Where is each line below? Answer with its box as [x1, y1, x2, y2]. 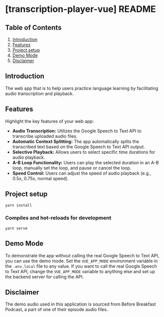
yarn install [5, 203, 32, 208]
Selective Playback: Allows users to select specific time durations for [12, 149, 156, 155]
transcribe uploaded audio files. [12, 133, 78, 139]
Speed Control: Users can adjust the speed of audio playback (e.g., [12, 170, 152, 176]
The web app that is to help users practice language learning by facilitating [5, 85, 159, 91]
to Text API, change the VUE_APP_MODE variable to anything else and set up [5, 268, 156, 274]
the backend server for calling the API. [5, 274, 84, 280]
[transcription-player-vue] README [5, 3, 156, 15]
